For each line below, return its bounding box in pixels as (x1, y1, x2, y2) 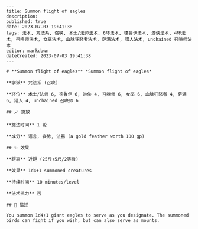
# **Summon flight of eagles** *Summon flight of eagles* (6, 68, 152, 74)
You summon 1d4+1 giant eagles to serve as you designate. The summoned (6, 212, 189, 218)
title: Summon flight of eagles (6, 8, 86, 14)
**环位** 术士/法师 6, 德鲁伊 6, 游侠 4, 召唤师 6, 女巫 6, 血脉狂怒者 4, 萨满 (6, 91, 187, 97)
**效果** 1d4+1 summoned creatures (6, 168, 92, 174)
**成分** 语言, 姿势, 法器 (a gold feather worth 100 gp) (6, 133, 145, 139)
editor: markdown (6, 48, 49, 54)
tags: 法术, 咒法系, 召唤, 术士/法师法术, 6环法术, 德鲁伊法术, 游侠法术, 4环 (6, 30, 181, 36)
